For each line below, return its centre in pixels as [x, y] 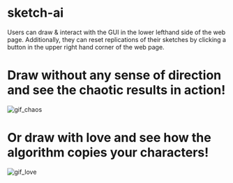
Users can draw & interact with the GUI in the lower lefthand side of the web [116, 32]
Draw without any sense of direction [114, 75]
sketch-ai [36, 13]
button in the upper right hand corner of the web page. [86, 47]
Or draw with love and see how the [109, 138]
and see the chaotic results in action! [116, 90]
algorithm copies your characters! [108, 153]
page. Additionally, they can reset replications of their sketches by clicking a [117, 39]
